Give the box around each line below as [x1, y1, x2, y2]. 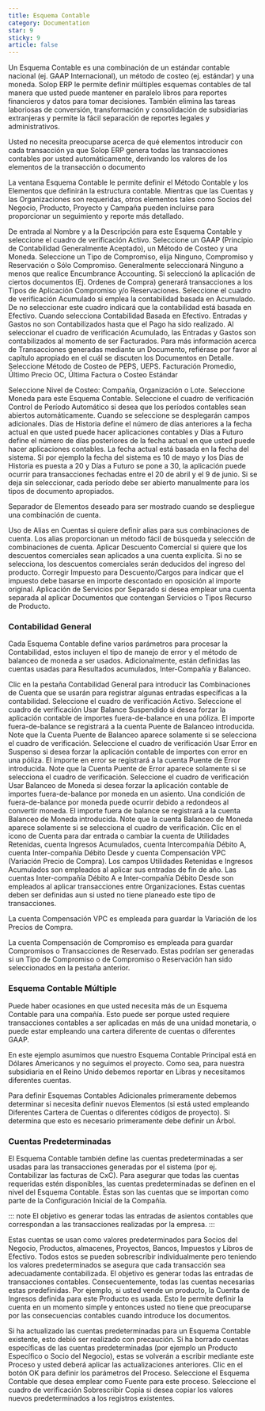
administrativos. [8, 122, 61, 132]
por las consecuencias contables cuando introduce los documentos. [8, 1311, 232, 1321]
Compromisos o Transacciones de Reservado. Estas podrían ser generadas [8, 946, 255, 956]
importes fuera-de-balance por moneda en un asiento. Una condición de [8, 790, 245, 799]
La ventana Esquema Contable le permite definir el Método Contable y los [8, 178, 249, 187]
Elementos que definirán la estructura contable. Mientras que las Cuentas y [8, 186, 254, 196]
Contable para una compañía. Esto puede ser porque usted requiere [8, 1009, 230, 1019]
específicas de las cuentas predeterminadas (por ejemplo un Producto [8, 1343, 238, 1352]
